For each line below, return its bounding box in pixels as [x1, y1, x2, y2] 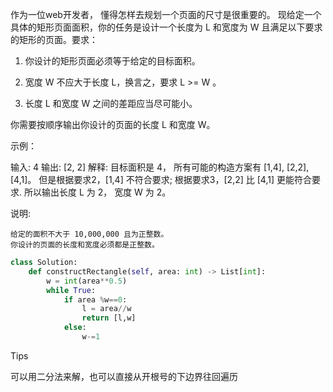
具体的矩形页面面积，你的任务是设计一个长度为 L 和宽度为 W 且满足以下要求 [10, 21, 323, 33]
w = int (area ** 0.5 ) [46, 276, 128, 286]
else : [63, 323, 87, 333]
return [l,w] [81, 313, 137, 323]
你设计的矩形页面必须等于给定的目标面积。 [24, 55, 201, 67]
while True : [46, 285, 97, 295]
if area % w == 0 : [63, 294, 128, 305]
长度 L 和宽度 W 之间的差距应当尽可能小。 [24, 98, 198, 109]
